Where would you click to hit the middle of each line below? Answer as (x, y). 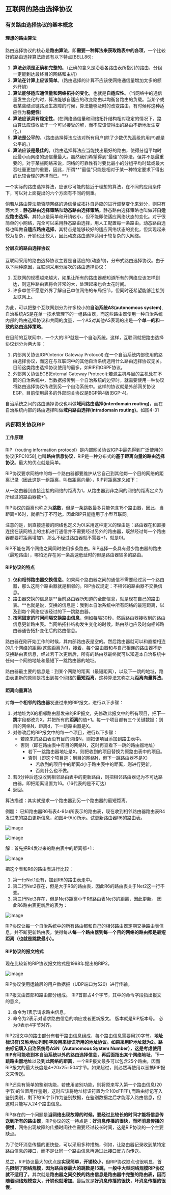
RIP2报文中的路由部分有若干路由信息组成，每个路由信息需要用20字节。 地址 (84, 1036)
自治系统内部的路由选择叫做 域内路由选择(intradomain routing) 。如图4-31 (82, 410)
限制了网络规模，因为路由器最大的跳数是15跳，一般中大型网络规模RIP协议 (87, 1168)
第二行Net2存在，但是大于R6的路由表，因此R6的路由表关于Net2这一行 (86, 886)
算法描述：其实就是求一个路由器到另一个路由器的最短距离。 (68, 800)
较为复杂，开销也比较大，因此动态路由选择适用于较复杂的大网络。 (74, 235)
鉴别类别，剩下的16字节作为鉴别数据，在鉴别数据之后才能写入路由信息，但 (83, 1097)
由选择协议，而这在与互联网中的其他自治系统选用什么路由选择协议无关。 (88, 361)
